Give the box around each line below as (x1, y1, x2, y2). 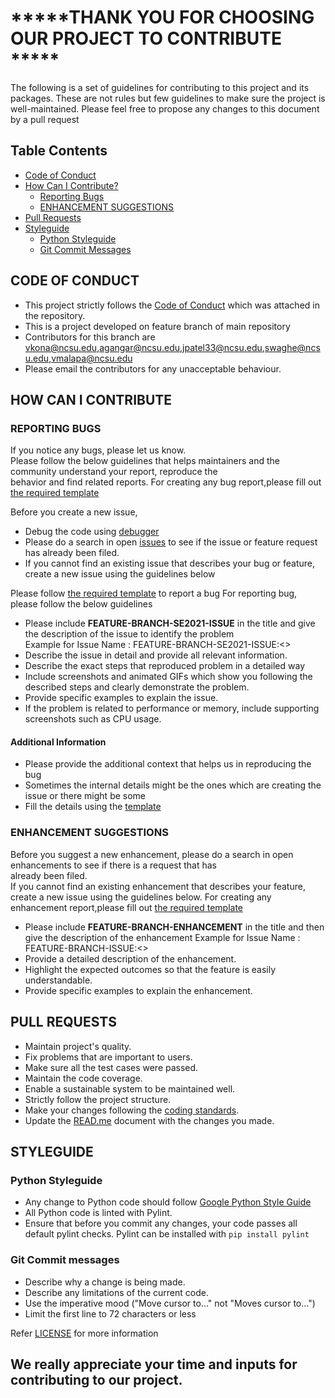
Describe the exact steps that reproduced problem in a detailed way (24, 660, 306, 672)
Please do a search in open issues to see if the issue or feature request (24, 536, 318, 548)
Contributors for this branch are (24, 331, 156, 343)
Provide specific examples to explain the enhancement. (24, 984, 253, 996)
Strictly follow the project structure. (24, 1093, 172, 1105)
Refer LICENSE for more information (10, 1327, 159, 1339)
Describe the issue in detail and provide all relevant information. (24, 649, 288, 661)
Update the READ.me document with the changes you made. (24, 1114, 275, 1126)
